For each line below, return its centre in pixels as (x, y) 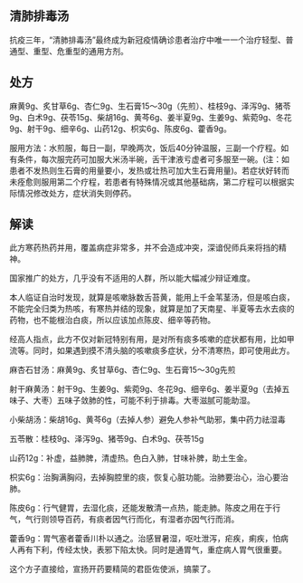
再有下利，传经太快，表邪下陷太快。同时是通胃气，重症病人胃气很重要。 (151, 550)
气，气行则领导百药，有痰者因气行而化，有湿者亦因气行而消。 (124, 520)
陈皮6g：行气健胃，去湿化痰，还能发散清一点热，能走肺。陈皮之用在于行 (145, 508)
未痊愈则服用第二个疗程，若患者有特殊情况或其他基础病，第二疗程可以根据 (148, 182)
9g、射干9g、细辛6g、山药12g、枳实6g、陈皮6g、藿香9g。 (121, 129)
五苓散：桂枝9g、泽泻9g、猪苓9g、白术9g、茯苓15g (107, 439)
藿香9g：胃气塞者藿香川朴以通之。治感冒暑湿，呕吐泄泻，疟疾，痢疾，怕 (145, 539)
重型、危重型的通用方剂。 (80, 51)
